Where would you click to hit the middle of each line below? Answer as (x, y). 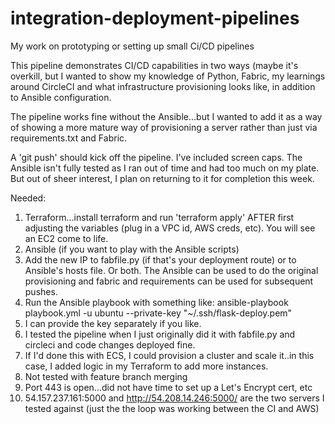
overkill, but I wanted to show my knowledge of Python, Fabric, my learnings (168, 76)
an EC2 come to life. (66, 238)
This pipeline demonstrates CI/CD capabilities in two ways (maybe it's (154, 65)
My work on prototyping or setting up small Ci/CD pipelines (132, 46)
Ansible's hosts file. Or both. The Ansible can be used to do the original (171, 270)
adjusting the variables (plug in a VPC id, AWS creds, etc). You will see (170, 228)
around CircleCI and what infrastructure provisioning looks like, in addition (163, 86)
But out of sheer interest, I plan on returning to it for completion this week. (162, 178)
